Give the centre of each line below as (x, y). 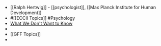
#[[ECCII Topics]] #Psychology (43, 18)
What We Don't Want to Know (41, 23)
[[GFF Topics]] (25, 34)
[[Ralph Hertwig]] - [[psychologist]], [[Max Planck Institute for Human (83, 7)
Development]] (26, 13)
